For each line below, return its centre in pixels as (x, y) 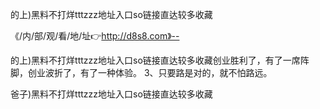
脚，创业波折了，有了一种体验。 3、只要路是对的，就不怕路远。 (141, 72)
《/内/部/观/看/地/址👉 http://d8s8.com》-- (95, 36)
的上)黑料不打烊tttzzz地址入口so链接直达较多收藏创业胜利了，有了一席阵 (160, 60)
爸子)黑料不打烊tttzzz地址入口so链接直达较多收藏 (111, 94)
